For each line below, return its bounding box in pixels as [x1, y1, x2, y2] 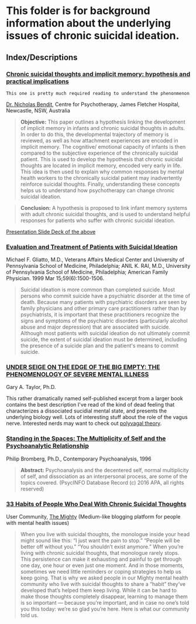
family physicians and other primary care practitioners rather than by [20, 305, 187, 312]
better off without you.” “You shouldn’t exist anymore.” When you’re [20, 543, 184, 550]
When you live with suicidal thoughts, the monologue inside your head [20, 531, 190, 538]
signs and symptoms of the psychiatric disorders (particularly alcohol [20, 318, 188, 325]
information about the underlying [6, 16, 171, 30]
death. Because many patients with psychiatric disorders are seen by [20, 299, 187, 306]
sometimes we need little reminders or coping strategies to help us [20, 568, 181, 575]
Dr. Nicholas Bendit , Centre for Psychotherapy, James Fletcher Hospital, [6, 101, 180, 108]
